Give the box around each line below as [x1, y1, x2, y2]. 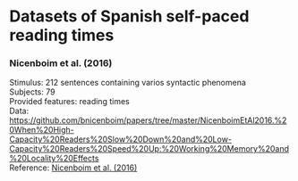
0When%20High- [9, 125, 74, 136]
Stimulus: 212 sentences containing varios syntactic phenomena [9, 78, 246, 88]
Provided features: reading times [9, 96, 130, 107]
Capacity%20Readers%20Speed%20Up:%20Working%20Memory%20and [9, 144, 289, 154]
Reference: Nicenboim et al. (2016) [9, 162, 138, 173]
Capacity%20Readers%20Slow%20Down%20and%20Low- [9, 134, 233, 144]
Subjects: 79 [9, 86, 55, 97]
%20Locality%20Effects [9, 153, 99, 164]
